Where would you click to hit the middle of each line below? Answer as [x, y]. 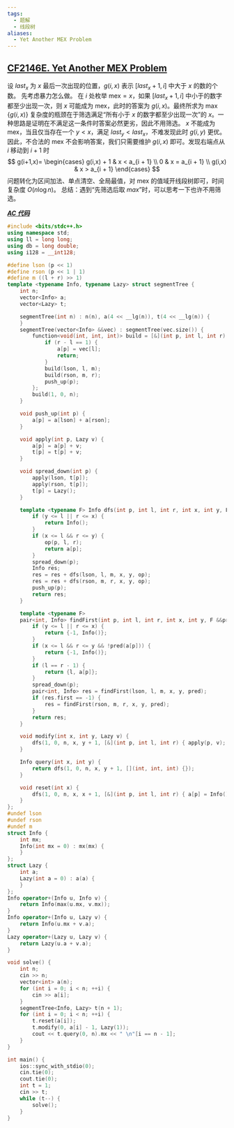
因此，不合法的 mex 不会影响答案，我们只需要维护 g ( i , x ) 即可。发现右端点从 [116, 142]
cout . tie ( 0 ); [39, 1079]
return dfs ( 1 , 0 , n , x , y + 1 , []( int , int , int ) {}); [114, 768]
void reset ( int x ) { [49, 788]
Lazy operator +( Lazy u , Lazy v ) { [57, 937]
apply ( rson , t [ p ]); [61, 484]
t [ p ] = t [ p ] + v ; [57, 452]
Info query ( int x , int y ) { [60, 762]
